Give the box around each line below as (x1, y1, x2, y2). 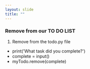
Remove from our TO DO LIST (5, 28, 75, 34)
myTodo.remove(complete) (12, 58, 67, 64)
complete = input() (12, 53, 50, 59)
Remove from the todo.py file (12, 38, 71, 44)
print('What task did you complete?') (12, 48, 86, 54)
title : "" (5, 12, 25, 17)
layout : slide (5, 7, 34, 12)
